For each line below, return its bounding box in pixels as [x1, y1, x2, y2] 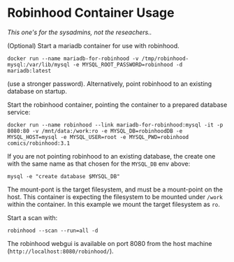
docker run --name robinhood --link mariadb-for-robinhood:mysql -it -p [7, 121, 224, 129]
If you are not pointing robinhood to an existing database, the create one [7, 152, 216, 160]
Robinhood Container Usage [7, 5, 175, 21]
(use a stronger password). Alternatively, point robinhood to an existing [7, 79, 212, 88]
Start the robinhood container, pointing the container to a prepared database [7, 100, 228, 109]
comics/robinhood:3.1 [7, 140, 71, 147]
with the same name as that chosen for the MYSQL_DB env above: [7, 159, 191, 168]
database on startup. [7, 87, 68, 95]
